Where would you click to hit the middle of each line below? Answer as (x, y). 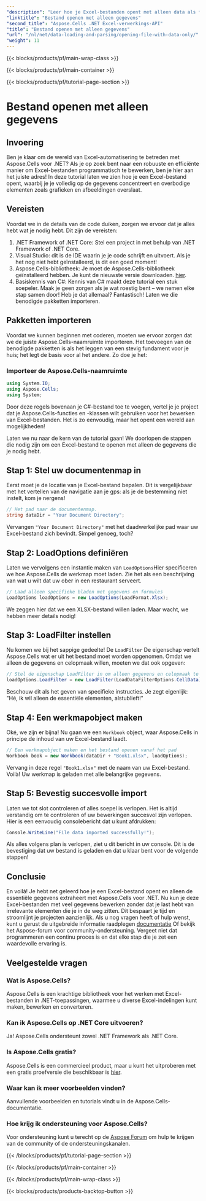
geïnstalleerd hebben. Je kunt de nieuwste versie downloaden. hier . (101, 275)
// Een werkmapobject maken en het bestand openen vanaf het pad (91, 750)
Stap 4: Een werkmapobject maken (74, 717)
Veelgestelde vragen (47, 963)
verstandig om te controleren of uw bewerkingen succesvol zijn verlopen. (99, 815)
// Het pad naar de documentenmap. (52, 510)
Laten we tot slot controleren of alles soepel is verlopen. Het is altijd (92, 808)
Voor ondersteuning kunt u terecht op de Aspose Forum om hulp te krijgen (100, 1137)
